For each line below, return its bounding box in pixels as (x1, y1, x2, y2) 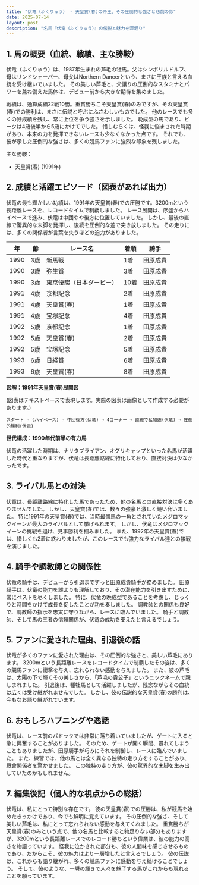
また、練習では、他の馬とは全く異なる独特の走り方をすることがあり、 (17, 755, 190, 762)
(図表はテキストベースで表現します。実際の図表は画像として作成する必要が (6, 396, 189, 403)
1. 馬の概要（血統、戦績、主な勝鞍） (6, 49, 139, 59)
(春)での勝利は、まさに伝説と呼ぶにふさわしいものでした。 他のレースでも (6, 108, 188, 115)
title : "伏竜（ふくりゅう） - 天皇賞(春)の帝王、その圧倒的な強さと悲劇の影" (6, 8, 176, 15)
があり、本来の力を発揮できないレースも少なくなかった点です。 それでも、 (6, 130, 189, 137)
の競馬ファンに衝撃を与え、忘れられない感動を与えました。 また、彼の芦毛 (6, 667, 190, 674)
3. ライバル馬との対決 (6, 481, 86, 491)
